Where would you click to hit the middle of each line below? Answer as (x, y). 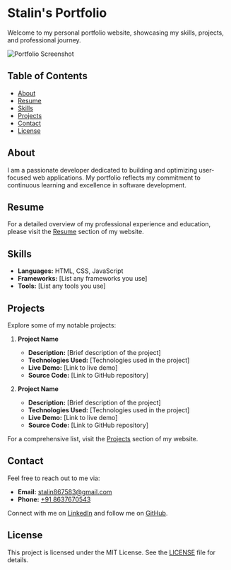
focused (19, 178)
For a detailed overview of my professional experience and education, (109, 224)
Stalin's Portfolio (57, 13)
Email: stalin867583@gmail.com (65, 492)
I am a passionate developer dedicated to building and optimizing (102, 170)
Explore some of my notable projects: (62, 325)
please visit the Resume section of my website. (76, 232)
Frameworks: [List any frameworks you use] (82, 279)
